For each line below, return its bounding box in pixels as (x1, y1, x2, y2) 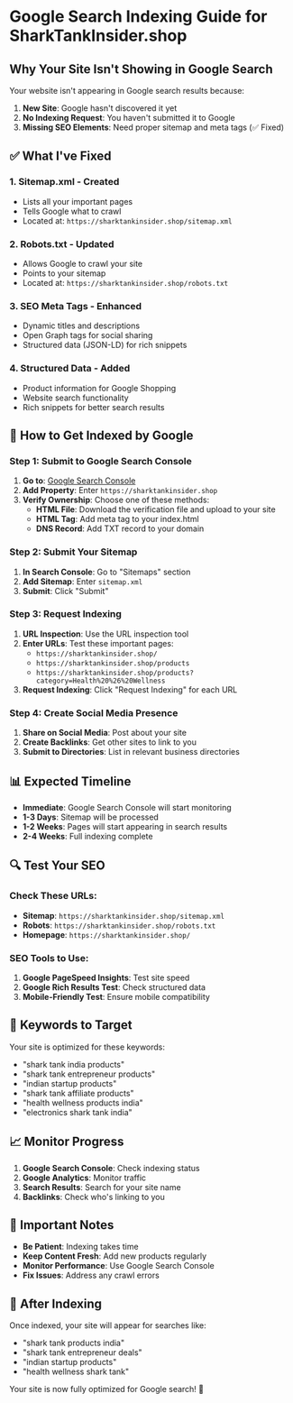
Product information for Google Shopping (22, 382, 177, 393)
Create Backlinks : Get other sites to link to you (22, 737, 197, 747)
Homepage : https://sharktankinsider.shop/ (22, 929, 191, 940)
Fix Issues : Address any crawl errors (22, 1270, 160, 1281)
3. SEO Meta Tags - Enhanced (9, 299, 142, 312)
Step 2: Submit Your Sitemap (9, 546, 138, 558)
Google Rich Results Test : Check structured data (22, 981, 206, 993)
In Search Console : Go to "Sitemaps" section (22, 566, 191, 577)
